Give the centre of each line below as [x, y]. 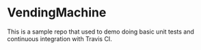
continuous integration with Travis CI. [60, 38]
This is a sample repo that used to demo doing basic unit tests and [101, 32]
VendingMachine [57, 13]
